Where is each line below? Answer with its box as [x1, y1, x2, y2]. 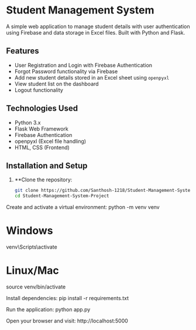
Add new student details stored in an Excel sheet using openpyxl [14, 74, 170, 81]
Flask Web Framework [14, 125, 69, 132]
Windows [6, 224, 53, 238]
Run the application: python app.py [6, 306, 91, 313]
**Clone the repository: [14, 176, 73, 183]
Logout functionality [14, 86, 63, 94]
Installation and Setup [6, 160, 88, 170]
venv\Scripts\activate [6, 243, 57, 250]
